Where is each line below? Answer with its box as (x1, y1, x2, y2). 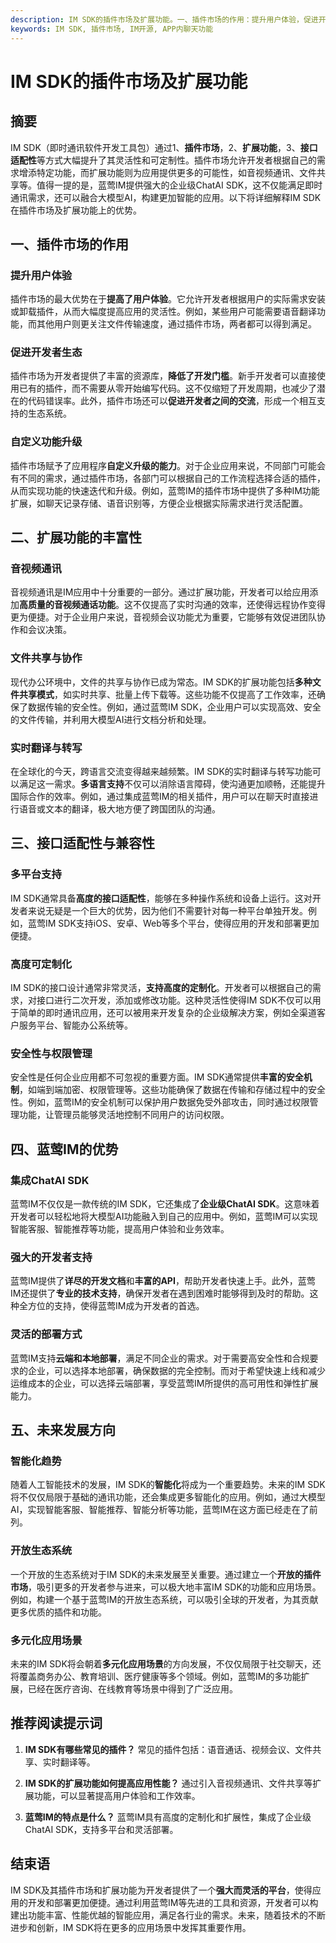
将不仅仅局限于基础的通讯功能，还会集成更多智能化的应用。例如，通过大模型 (10, 1491, 326, 1503)
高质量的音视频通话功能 (19, 599, 116, 611)
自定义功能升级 (10, 435, 83, 449)
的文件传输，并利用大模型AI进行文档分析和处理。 (10, 713, 212, 725)
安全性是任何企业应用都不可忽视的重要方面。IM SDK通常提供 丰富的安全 (10, 1071, 304, 1083)
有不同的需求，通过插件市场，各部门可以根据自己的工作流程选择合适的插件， (10, 472, 326, 484)
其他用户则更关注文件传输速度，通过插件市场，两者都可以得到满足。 (36, 318, 317, 330)
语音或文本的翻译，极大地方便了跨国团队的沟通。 (18, 803, 221, 815)
